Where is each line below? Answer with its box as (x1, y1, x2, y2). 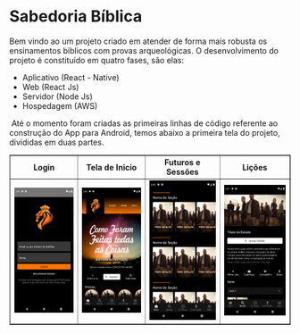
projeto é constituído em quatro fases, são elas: (9, 54, 185, 65)
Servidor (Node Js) (21, 91, 94, 102)
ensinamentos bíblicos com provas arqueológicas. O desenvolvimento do (9, 45, 279, 55)
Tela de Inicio (86, 162, 137, 172)
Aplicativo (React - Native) (21, 71, 120, 82)
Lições (242, 162, 268, 172)
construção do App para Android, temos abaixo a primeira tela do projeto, (9, 127, 280, 138)
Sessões (166, 167, 199, 178)
